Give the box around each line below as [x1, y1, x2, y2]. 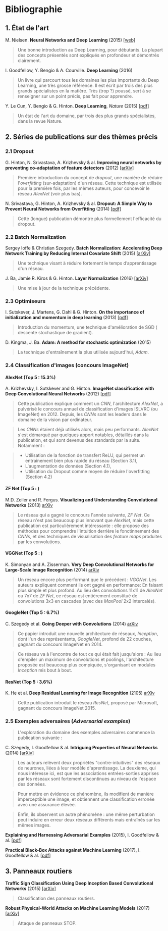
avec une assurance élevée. [17, 801, 76, 807]
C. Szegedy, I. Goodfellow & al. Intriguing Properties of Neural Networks [5, 744, 158, 750]
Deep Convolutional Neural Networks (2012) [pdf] [5, 391, 111, 397]
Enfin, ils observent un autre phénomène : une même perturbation [17, 811, 155, 817]
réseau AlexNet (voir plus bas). [17, 190, 82, 196]
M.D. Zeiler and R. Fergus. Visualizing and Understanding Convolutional [5, 496, 158, 503]
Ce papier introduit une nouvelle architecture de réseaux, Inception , [17, 631, 158, 637]
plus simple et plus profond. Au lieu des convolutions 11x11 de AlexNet [17, 587, 163, 593]
